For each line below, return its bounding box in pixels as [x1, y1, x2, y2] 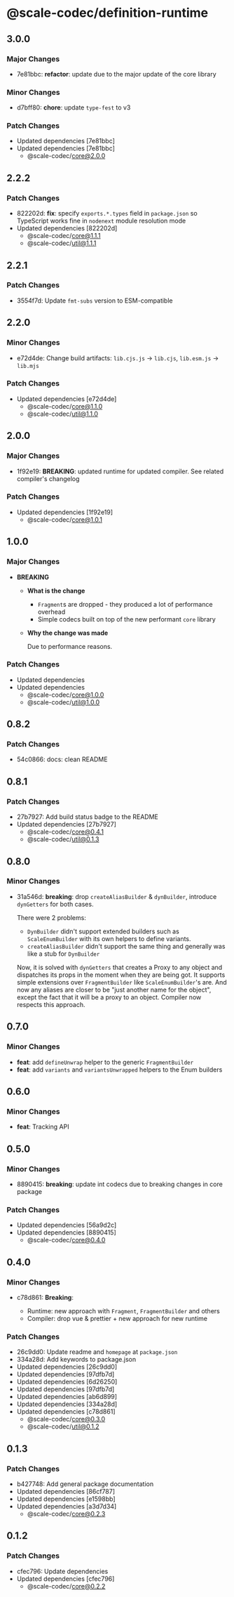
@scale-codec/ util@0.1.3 [27, 835, 99, 843]
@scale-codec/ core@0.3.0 [27, 1415, 106, 1424]
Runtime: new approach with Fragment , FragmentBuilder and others [27, 1306, 220, 1315]
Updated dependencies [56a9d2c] [16, 1221, 117, 1230]
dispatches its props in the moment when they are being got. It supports [16, 971, 226, 979]
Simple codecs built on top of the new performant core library [37, 615, 216, 623]
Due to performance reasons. [27, 642, 113, 650]
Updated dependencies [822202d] [16, 224, 118, 232]
